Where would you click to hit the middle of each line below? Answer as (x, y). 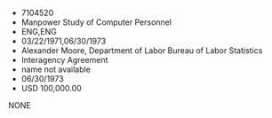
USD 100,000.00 (51, 88)
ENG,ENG (39, 31)
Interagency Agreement (64, 60)
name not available (56, 69)
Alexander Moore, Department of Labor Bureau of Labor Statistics (142, 51)
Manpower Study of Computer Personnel (96, 22)
